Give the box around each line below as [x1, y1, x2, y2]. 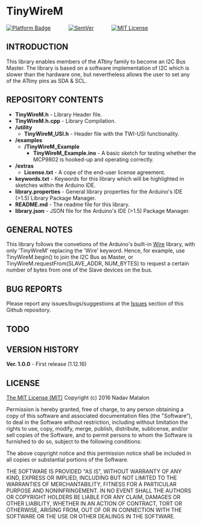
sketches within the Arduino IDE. [14, 181, 96, 189]
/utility [14, 123, 33, 131]
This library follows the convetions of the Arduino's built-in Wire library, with [6, 241, 195, 248]
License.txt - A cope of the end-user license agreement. [24, 168, 166, 176]
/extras [14, 162, 34, 169]
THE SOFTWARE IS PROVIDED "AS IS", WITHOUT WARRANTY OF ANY [6, 468, 182, 475]
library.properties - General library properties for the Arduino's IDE [14, 187, 183, 195]
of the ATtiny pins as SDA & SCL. [6, 77, 87, 84]
